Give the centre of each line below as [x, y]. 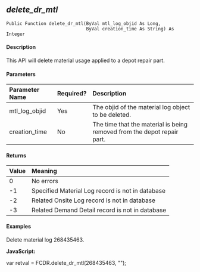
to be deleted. [112, 115]
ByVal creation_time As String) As [130, 29]
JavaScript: [21, 251]
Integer [16, 34]
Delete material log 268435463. [45, 239]
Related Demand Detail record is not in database [99, 210]
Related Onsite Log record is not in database [94, 200]
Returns [16, 155]
